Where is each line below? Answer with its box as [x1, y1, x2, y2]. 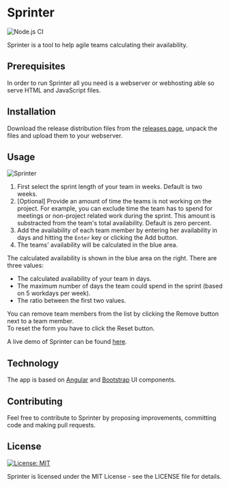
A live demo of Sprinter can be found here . [7, 338, 128, 346]
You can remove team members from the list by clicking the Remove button [7, 310, 219, 318]
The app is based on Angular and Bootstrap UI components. [7, 375, 176, 384]
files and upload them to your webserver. [7, 132, 123, 140]
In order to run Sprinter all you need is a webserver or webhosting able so [7, 79, 215, 87]
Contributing [7, 395, 63, 407]
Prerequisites [7, 60, 66, 73]
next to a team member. [7, 317, 74, 325]
